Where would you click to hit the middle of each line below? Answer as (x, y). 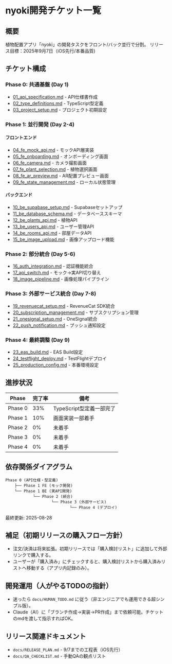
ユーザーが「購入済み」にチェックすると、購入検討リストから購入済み (87, 562)
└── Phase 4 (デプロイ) (93, 508)
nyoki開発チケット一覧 (53, 11)
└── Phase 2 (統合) (53, 496)
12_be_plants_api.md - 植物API (45, 220)
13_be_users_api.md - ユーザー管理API (53, 226)
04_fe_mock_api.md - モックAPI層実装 (53, 150)
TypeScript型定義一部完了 (84, 408)
